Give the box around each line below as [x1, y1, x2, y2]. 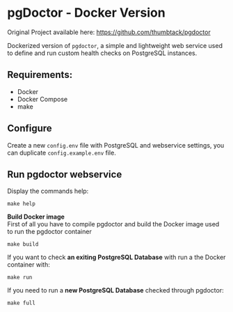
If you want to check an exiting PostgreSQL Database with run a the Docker [7, 253, 226, 262]
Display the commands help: [7, 187, 89, 196]
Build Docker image [7, 212, 65, 221]
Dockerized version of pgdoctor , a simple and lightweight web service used [7, 41, 223, 49]
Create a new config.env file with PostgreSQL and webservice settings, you [7, 141, 225, 149]
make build [7, 241, 39, 248]
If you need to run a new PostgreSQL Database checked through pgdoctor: [7, 286, 224, 295]
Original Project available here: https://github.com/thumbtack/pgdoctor [7, 28, 211, 36]
